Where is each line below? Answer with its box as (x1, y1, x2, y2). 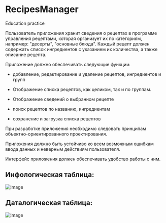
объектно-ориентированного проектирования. (5, 130, 108, 137)
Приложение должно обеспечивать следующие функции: (5, 61, 130, 67)
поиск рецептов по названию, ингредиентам (12, 106, 110, 112)
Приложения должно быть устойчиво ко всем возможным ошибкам (5, 141, 154, 147)
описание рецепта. (5, 52, 47, 58)
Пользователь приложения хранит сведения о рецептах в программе (5, 30, 157, 36)
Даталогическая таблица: (5, 199, 93, 207)
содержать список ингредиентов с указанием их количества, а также (5, 46, 158, 52)
